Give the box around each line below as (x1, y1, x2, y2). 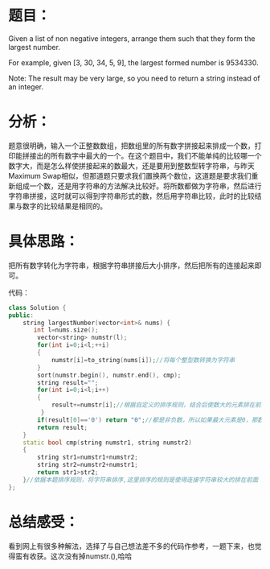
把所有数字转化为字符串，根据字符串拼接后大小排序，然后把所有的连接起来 (8, 260, 255, 270)
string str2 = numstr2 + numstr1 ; (37, 461, 138, 469)
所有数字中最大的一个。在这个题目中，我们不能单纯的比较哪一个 (50, 150, 262, 160)
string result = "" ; (37, 378, 99, 386)
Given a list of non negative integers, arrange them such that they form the (8, 33, 256, 43)
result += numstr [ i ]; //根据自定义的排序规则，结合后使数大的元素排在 (51, 401, 256, 410)
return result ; (37, 423, 88, 431)
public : (8, 311, 35, 320)
